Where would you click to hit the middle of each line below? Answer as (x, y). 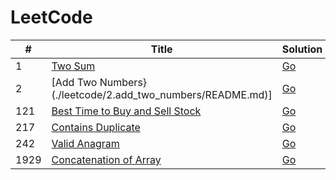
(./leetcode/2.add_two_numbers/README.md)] (162, 94)
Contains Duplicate (96, 127)
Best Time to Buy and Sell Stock (126, 111)
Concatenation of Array (106, 159)
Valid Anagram (85, 143)
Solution (302, 49)
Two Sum (73, 66)
